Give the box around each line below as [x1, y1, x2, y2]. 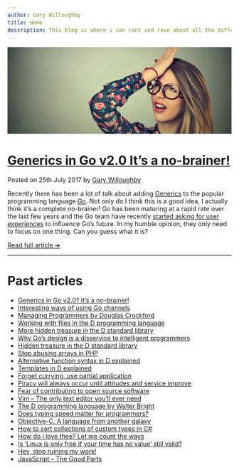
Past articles [7, 272, 83, 289]
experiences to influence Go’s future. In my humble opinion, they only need [7, 220, 228, 228]
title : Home [7, 18, 43, 26]
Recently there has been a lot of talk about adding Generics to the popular [7, 189, 225, 198]
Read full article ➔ [7, 241, 60, 250]
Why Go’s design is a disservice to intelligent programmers [17, 334, 191, 343]
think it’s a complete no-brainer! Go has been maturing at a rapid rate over [7, 205, 225, 213]
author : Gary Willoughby [7, 11, 81, 18]
